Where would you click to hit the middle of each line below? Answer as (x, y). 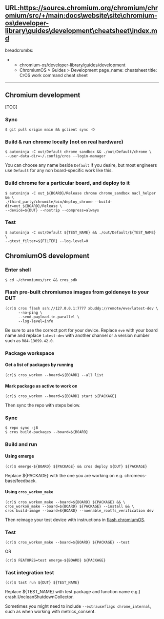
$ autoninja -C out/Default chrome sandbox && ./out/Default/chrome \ (78, 152)
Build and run (21, 445)
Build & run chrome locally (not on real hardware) (64, 142)
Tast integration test (30, 572)
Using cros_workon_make (29, 492)
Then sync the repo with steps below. (43, 405)
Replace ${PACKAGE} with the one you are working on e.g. (64, 475)
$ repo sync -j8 (21, 428)
